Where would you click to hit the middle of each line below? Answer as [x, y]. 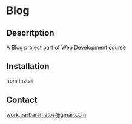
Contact [22, 100]
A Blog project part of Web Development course [66, 47]
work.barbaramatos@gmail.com [46, 114]
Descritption [30, 33]
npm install [20, 81]
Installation [28, 66]
